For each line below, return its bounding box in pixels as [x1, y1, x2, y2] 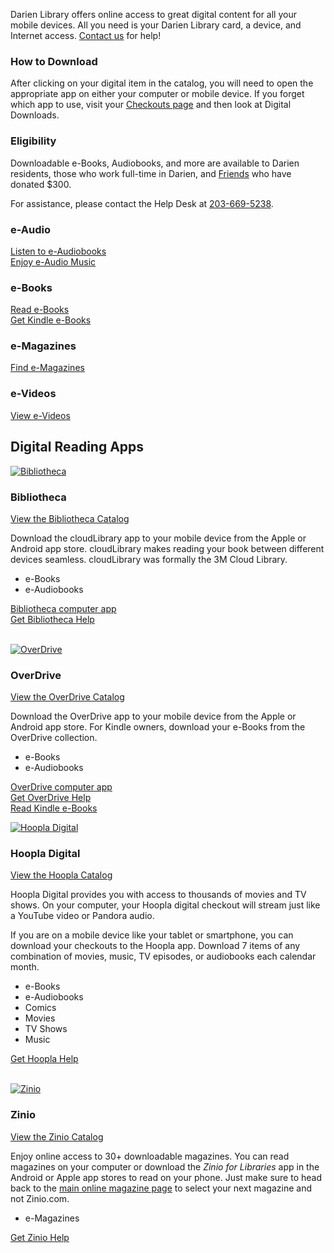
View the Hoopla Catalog [10, 869, 113, 881]
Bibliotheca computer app [10, 602, 117, 614]
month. [10, 961, 40, 973]
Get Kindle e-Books [10, 314, 92, 326]
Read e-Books [10, 304, 70, 316]
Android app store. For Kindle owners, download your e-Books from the [10, 721, 306, 733]
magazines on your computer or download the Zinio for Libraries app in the [10, 1160, 320, 1173]
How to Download [10, 54, 98, 68]
